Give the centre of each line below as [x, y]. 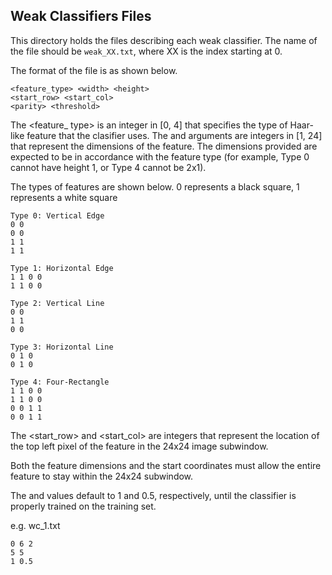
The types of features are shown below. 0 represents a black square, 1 [155, 186]
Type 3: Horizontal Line [62, 347]
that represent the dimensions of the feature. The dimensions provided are [164, 146]
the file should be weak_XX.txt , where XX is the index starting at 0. [146, 51]
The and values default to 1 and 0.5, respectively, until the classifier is [153, 495]
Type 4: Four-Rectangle [60, 382]
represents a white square [64, 197]
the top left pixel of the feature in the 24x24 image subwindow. [139, 446]
